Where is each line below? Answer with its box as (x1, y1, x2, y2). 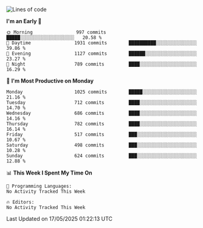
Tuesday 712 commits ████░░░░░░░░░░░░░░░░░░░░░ (6, 100, 198, 106)
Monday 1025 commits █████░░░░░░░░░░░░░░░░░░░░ (6, 89, 198, 95)
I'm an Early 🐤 (6, 18, 42, 24)
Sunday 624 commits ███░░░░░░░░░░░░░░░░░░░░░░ (6, 153, 198, 159)
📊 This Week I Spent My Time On (6, 169, 92, 176)
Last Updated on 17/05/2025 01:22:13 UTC (6, 215, 113, 222)
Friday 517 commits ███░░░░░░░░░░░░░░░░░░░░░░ (6, 131, 198, 137)
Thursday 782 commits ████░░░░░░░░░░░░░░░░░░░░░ (6, 121, 198, 127)
